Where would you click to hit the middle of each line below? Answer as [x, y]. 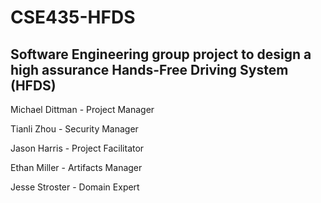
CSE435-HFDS [73, 17]
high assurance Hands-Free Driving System [149, 69]
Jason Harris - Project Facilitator [77, 148]
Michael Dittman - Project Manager [82, 109]
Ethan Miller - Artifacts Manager [76, 167]
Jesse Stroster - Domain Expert [75, 187]
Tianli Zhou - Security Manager [74, 129]
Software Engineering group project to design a [161, 54]
